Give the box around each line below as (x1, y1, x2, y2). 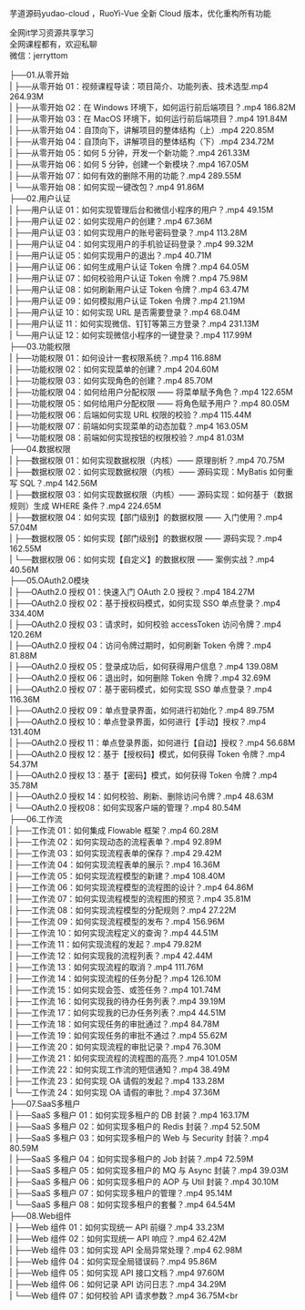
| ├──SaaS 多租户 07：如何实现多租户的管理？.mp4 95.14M (9, 1188, 233, 1198)
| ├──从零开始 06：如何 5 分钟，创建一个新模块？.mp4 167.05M (9, 159, 249, 169)
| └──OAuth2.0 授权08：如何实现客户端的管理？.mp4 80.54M (9, 803, 241, 813)
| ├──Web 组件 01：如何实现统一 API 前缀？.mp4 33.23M (9, 1222, 225, 1233)
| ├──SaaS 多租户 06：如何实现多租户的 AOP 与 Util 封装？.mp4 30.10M (9, 1176, 280, 1187)
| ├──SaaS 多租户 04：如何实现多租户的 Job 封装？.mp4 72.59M (9, 1153, 254, 1164)
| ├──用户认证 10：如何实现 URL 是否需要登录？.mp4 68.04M (9, 307, 241, 317)
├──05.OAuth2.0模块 (9, 575, 90, 586)
